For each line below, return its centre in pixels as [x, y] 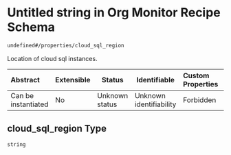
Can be [22, 95]
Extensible [73, 80]
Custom [196, 75]
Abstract [25, 80]
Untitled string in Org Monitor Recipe [114, 13]
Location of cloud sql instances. [52, 58]
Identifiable [156, 80]
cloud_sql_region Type [57, 129]
